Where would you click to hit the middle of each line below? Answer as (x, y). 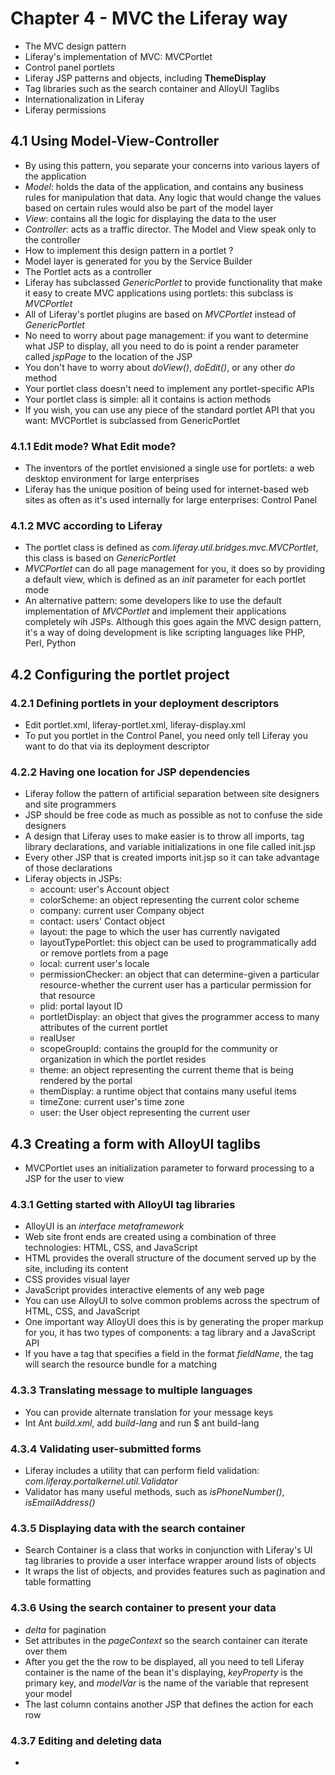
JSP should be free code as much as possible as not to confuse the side (173, 815)
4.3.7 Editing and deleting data (86, 1740)
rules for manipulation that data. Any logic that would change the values (173, 197)
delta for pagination (65, 1629)
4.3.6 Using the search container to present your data (143, 1608)
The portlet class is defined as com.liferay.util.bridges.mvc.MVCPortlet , (171, 548)
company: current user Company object (122, 911)
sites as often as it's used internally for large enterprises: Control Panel (171, 500)
